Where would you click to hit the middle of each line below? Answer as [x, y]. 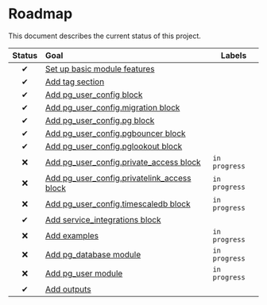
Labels [234, 55]
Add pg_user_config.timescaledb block [118, 203]
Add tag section [75, 82]
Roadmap [41, 14]
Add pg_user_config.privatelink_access [118, 178]
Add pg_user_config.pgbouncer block [115, 133]
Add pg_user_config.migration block [112, 107]
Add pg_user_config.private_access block [123, 162]
